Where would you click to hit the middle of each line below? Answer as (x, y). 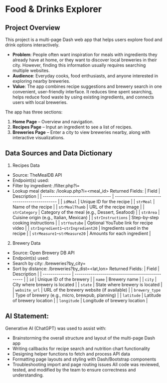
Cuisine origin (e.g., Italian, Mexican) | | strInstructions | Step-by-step (85, 217)
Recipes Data (26, 165)
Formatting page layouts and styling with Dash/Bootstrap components (84, 359)
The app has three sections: (34, 112)
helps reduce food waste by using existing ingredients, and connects (83, 97)
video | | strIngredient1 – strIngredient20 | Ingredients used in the (80, 228)
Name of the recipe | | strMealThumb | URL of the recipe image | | (78, 207)
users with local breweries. (40, 102)
